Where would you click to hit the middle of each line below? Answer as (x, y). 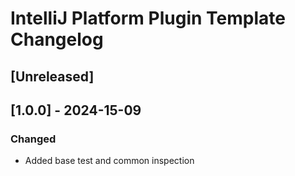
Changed (33, 139)
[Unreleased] (52, 76)
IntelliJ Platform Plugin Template (148, 18)
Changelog (57, 39)
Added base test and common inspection (109, 161)
